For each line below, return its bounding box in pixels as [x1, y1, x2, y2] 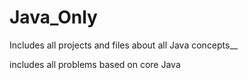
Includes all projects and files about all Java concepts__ [9, 39, 239, 51]
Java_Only [9, 6, 98, 29]
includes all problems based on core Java [9, 58, 181, 70]
